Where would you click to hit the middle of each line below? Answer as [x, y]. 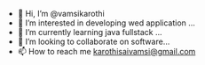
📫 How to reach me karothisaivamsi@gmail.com [106, 51]
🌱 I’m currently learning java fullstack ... [90, 32]
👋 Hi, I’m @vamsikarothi [61, 14]
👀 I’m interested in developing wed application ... [106, 23]
